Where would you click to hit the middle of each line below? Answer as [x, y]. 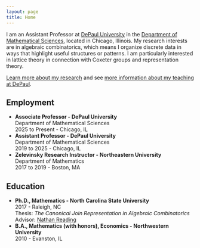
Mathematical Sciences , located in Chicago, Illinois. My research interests [97, 41]
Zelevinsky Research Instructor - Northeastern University [88, 155]
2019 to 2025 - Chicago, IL [48, 148]
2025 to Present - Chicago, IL [51, 129]
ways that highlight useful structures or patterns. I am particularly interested [100, 53]
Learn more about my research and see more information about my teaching [100, 77]
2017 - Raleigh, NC [38, 207]
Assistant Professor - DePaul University [65, 136]
